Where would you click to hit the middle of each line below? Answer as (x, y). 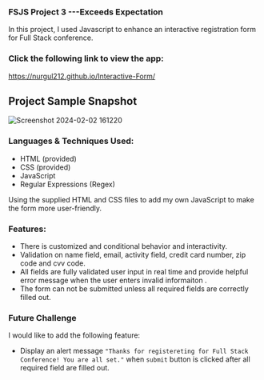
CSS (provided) (45, 167)
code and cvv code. (53, 263)
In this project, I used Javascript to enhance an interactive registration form (132, 30)
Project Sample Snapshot (73, 101)
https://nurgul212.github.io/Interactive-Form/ (82, 76)
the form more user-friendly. (55, 208)
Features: (27, 229)
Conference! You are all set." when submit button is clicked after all (135, 359)
